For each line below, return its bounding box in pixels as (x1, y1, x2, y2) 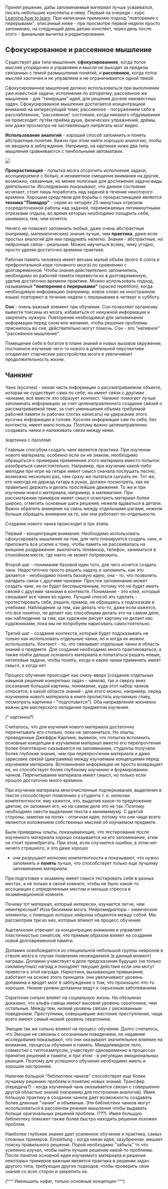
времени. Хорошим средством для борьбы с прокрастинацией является (5, 194, 162, 200)
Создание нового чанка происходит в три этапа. (5, 520, 109, 526)
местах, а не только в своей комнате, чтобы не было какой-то (5, 880, 139, 886)
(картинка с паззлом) (5, 437, 51, 443)
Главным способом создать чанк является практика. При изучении (5, 446, 151, 452)
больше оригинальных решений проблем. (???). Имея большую (5, 1110, 142, 1116)
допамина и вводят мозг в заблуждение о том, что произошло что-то (5, 979, 154, 985)
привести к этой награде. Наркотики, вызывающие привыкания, (5, 968, 144, 974)
